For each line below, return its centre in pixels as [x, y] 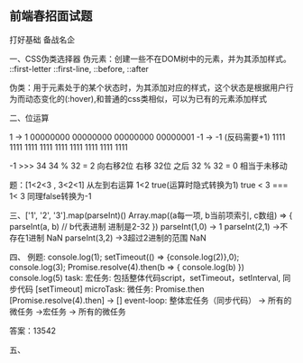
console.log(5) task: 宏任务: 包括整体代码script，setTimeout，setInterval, [145, 277]
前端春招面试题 [51, 16]
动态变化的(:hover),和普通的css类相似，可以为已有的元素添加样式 [146, 98]
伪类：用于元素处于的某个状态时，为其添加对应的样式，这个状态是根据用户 [147, 87]
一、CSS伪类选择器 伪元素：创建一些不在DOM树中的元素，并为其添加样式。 [150, 59]
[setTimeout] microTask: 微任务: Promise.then [119, 289]
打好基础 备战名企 [42, 40]
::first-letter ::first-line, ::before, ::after [79, 68]
